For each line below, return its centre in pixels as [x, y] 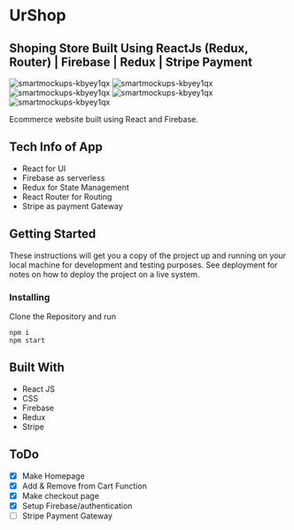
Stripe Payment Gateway [67, 516]
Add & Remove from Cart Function [85, 486]
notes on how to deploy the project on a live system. [104, 274]
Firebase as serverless [63, 177]
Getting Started [53, 234]
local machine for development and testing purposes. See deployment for [143, 265]
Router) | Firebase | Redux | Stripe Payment [131, 62]
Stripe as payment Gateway [73, 206]
